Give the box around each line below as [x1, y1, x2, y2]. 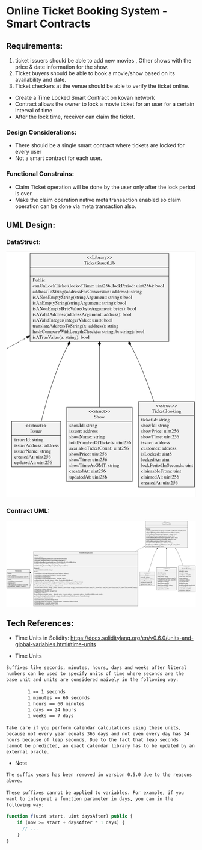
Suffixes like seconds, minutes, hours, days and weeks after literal [6, 664, 187, 671]
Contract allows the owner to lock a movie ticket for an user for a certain [14, 100, 194, 108]
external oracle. [6, 748, 50, 755]
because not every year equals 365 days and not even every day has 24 [6, 730, 189, 737]
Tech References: [6, 618, 74, 629]
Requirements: [6, 41, 63, 51]
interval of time [14, 107, 53, 114]
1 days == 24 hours [28, 706, 77, 713]
